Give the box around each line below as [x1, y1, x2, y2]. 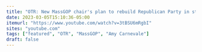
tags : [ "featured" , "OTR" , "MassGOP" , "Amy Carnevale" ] [6, 31, 149, 37]
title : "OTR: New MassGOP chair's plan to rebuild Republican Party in [6, 8, 189, 15]
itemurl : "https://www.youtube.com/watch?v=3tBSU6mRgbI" [6, 20, 152, 26]
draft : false [6, 36, 39, 42]
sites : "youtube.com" [6, 25, 61, 32]
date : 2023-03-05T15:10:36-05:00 [6, 14, 90, 20]
